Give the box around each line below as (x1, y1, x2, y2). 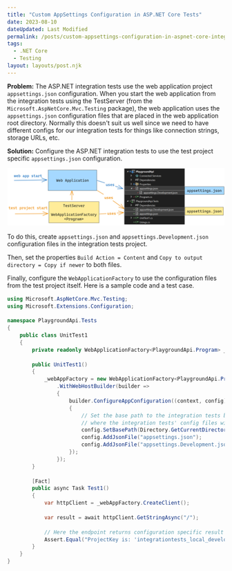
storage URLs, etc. (7, 133, 60, 142)
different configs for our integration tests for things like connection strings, (7, 126, 220, 134)
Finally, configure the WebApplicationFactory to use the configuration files (7, 274, 217, 282)
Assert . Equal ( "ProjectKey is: (43, 536, 131, 543)
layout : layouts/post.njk (7, 62, 81, 69)
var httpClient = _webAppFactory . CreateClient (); (43, 500, 190, 507)
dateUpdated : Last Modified (7, 26, 88, 32)
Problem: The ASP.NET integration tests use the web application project (7, 82, 213, 90)
